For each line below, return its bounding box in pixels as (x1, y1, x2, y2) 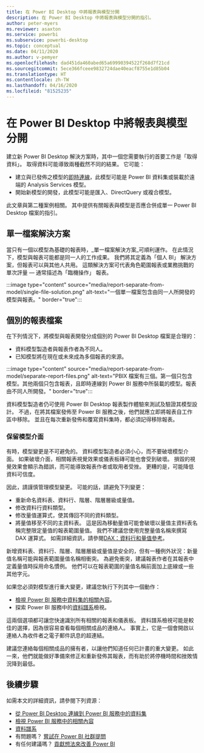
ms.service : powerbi (6, 32, 59, 38)
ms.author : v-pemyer (6, 54, 59, 60)
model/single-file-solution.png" (6, 288, 85, 295)
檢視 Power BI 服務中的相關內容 (15, 717, 94, 724)
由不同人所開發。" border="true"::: (6, 388, 93, 395)
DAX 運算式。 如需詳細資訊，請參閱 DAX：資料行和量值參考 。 (15, 534, 168, 542)
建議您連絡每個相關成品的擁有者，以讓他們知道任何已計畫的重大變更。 (6, 645, 182, 652)
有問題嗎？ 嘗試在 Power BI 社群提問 (15, 732, 106, 740)
